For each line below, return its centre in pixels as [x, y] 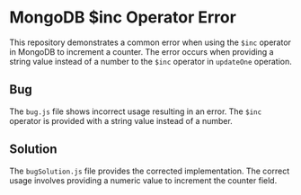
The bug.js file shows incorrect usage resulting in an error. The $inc [136, 111]
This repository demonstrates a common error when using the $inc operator [150, 42]
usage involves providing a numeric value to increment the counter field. [143, 180]
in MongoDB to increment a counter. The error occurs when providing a [142, 51]
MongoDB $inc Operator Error [123, 18]
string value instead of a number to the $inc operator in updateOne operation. [150, 61]
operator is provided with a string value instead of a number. [121, 120]
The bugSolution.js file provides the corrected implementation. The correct [150, 171]
